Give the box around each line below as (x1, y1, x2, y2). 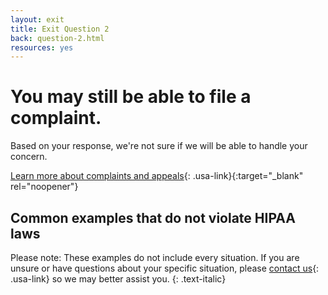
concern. (10, 151, 48, 163)
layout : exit (10, 14, 65, 25)
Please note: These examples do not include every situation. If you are (10, 252, 300, 263)
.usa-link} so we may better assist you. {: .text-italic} (10, 273, 227, 285)
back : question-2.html (10, 33, 105, 43)
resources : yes (10, 42, 74, 53)
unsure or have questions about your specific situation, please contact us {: (10, 262, 320, 274)
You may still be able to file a (10, 86, 252, 108)
